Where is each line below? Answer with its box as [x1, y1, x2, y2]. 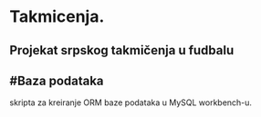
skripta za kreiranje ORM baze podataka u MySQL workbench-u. [9, 97, 253, 108]
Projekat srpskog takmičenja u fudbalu [9, 43, 235, 58]
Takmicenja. [9, 6, 105, 27]
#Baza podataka [9, 73, 104, 88]
